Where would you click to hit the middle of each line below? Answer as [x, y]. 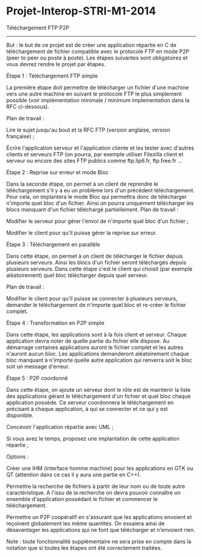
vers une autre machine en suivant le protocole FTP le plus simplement [94, 94]
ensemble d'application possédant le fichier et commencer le [82, 499]
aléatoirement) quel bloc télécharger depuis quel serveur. [77, 275]
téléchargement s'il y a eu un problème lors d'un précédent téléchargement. [101, 190]
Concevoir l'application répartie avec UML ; [60, 427]
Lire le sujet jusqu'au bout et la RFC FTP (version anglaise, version [88, 130]
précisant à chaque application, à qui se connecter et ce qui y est [87, 409]
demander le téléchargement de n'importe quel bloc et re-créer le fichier [96, 305]
